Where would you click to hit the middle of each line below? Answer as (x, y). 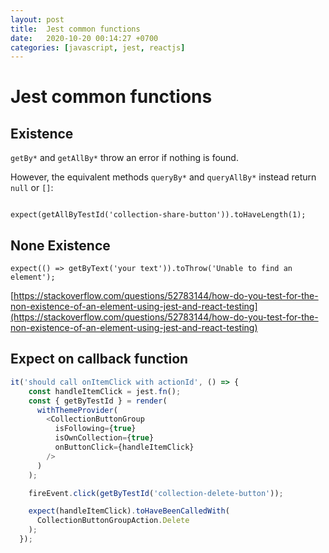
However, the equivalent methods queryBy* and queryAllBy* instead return (163, 177)
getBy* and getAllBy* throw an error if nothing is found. (124, 158)
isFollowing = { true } (95, 429)
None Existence (60, 245)
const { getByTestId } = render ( (98, 401)
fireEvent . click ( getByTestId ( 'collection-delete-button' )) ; (156, 493)
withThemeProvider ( (77, 410)
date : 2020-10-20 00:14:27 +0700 (84, 38)
